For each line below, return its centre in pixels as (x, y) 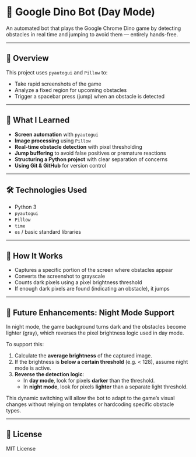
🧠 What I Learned (38, 120)
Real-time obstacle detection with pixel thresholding (78, 146)
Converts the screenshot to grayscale (60, 276)
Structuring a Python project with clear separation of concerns (91, 159)
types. (14, 410)
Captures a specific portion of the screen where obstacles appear (94, 270)
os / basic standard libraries (48, 232)
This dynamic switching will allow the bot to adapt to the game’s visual (90, 398)
